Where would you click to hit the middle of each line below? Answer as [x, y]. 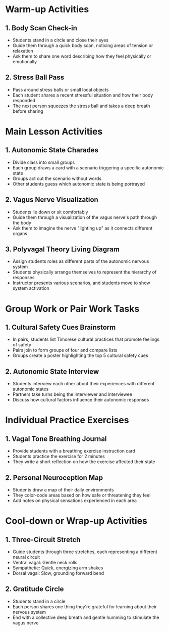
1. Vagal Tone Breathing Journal [56, 439]
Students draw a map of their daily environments [63, 490]
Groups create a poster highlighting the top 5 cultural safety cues [80, 355]
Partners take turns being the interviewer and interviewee [72, 394]
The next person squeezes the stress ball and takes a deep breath [81, 106]
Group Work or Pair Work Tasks [72, 309]
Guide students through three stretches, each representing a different [85, 552]
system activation [31, 288]
